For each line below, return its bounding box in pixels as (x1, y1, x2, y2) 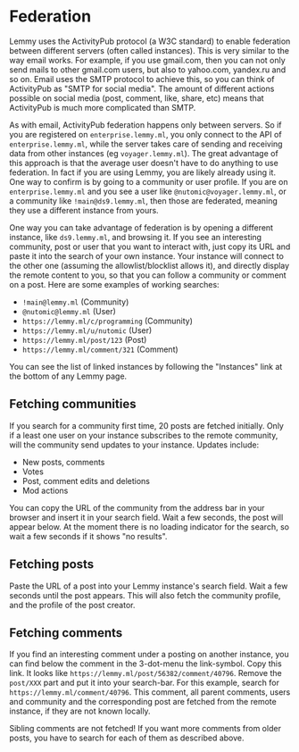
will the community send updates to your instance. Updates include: (9, 439, 260, 450)
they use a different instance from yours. (9, 205, 159, 215)
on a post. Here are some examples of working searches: (9, 279, 220, 289)
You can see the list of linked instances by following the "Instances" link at (9, 361, 283, 372)
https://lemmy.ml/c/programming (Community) (21, 315, 194, 326)
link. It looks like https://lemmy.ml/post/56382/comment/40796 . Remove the (9, 668, 283, 679)
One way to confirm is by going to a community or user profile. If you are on (9, 176, 288, 187)
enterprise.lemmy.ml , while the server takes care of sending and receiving (9, 138, 283, 149)
